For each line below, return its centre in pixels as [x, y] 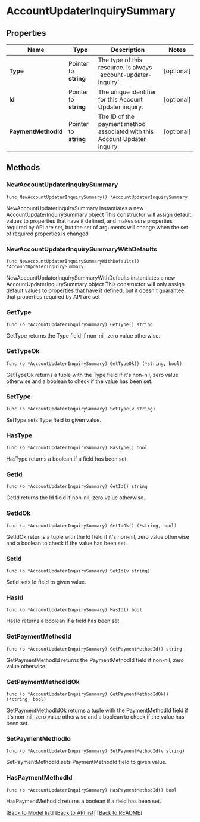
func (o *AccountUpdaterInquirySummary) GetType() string [79, 325]
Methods [23, 168]
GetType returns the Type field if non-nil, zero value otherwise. [83, 336]
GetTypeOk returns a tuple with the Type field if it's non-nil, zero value [92, 375]
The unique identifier [127, 92]
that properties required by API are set [53, 296]
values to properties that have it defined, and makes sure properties [89, 221]
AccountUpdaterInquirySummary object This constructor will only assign [95, 284]
